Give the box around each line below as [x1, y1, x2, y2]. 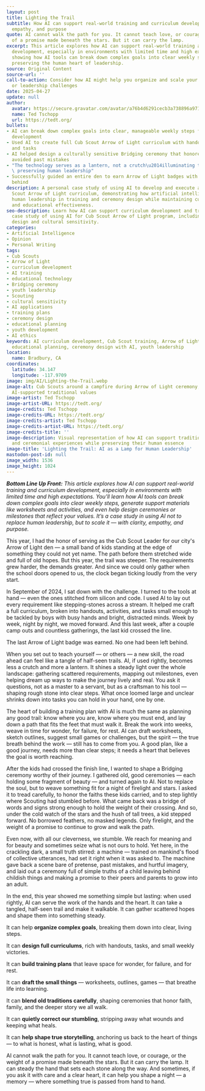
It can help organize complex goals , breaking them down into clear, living [6, 923, 192, 931]
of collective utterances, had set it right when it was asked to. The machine [6, 854, 195, 861]
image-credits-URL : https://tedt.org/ [6, 412, 105, 418]
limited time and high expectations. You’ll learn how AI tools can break [6, 493, 184, 500]
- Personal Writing [6, 242, 56, 248]
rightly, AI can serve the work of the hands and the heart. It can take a [6, 899, 182, 906]
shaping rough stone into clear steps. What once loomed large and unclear [6, 689, 194, 697]
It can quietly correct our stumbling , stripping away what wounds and [6, 1015, 184, 1023]
